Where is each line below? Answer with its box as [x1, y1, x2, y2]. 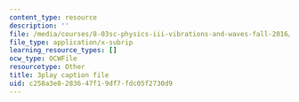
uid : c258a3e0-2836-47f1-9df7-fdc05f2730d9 [9, 79, 174, 88]
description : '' [9, 21, 69, 30]
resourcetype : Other [9, 63, 86, 72]
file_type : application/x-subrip [9, 37, 133, 47]
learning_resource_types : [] [9, 46, 117, 55]
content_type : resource [9, 12, 98, 22]
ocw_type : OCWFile [9, 54, 77, 63]
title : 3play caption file [9, 71, 109, 80]
